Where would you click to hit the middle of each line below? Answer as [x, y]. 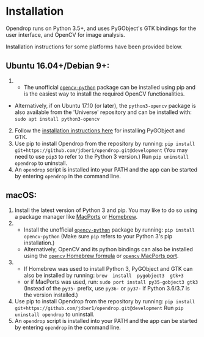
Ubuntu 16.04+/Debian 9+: [58, 66]
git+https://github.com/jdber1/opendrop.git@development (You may [101, 150]
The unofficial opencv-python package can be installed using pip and [110, 87]
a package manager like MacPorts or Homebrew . [76, 216]
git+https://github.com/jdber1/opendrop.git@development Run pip [99, 308]
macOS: [21, 195]
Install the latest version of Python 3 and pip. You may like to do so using [106, 210]
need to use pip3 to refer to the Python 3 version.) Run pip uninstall [102, 156]
